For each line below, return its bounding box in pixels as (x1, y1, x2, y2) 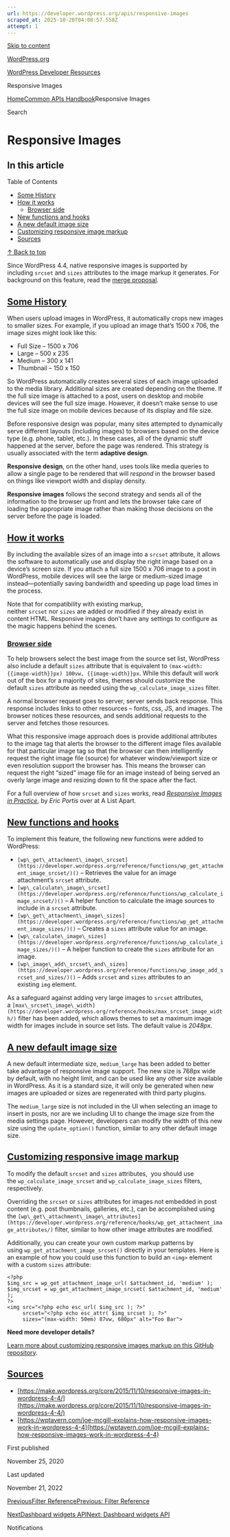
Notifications (7, 1523, 43, 1532)
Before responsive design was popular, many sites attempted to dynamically (7, 420, 223, 428)
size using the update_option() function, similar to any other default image (7, 1124, 218, 1132)
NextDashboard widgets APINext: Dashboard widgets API (7, 1510, 170, 1518)
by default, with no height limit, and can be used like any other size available (7, 1074, 223, 1082)
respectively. (7, 1184, 43, 1192)
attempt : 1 (7, 23, 38, 30)
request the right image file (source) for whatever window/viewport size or (7, 754, 218, 762)
